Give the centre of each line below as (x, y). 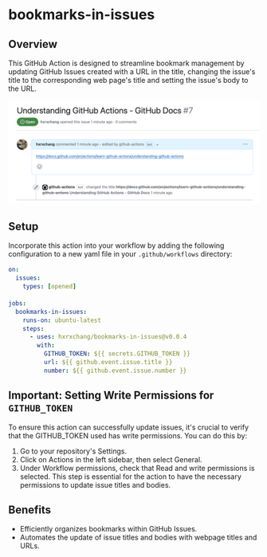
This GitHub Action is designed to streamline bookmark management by (126, 63)
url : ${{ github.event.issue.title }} (108, 363)
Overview (33, 44)
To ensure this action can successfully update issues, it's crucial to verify (129, 427)
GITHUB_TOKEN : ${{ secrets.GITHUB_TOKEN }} (117, 354)
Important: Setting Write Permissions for (111, 396)
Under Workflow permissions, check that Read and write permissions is (137, 468)
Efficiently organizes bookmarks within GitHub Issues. (108, 529)
